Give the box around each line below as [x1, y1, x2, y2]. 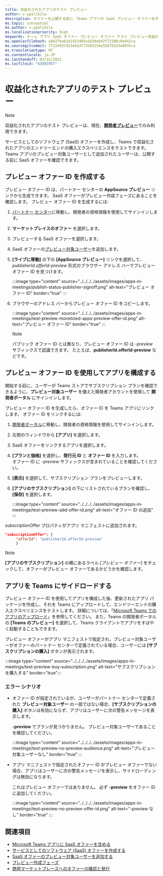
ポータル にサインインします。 [13, 394, 74, 400]
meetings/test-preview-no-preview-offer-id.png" [12, 806, 110, 812]
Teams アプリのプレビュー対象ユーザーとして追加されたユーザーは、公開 [5, 151, 151, 157]
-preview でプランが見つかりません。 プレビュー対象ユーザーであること [12, 724, 156, 730]
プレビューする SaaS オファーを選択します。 [12, 235, 101, 241]
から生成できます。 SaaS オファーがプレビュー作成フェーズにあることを [13, 193, 158, 198]
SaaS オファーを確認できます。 [18, 157, 81, 163]
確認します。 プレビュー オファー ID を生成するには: [5, 198, 109, 204]
